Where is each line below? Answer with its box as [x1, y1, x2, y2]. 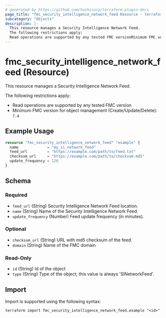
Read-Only [5, 254, 32, 261]
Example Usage [5, 127, 54, 136]
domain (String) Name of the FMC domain [12, 242, 96, 248]
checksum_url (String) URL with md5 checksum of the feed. [12, 237, 132, 243]
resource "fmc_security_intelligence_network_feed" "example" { [5, 140, 140, 145]
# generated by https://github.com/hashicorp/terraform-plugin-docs [5, 7, 149, 12]
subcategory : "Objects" [5, 16, 54, 21]
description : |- [5, 21, 39, 26]
